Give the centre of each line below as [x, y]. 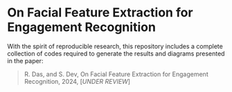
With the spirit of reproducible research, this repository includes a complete [115, 46]
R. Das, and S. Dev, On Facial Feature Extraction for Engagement [116, 74]
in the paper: [25, 60]
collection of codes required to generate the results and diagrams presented [116, 54]
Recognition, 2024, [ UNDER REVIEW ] [77, 81]
